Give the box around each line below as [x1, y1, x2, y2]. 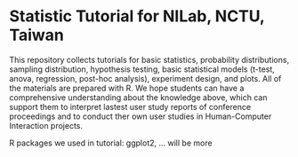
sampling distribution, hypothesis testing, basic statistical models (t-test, [9, 64, 276, 75]
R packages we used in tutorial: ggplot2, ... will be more [9, 137, 213, 148]
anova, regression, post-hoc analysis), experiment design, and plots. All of [9, 73, 282, 83]
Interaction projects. [9, 120, 83, 130]
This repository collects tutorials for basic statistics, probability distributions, [9, 54, 290, 65]
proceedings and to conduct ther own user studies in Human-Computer [9, 111, 272, 122]
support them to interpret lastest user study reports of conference [9, 101, 252, 112]
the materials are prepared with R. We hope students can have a [9, 82, 245, 93]
